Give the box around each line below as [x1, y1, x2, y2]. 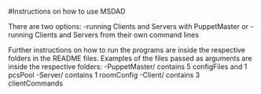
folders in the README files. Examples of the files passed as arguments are [8, 54, 253, 63]
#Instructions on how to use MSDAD [8, 7, 126, 16]
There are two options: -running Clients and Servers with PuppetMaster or [8, 22, 249, 31]
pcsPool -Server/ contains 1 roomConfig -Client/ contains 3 [8, 70, 200, 79]
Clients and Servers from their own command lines [35, 31, 199, 39]
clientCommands [8, 78, 64, 88]
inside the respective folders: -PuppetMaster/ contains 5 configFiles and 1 [8, 62, 248, 71]
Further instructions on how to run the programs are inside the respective [8, 45, 246, 54]
